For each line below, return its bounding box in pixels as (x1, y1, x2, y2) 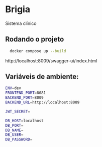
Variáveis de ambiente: (5, 72, 79, 81)
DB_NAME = (5, 128, 24, 133)
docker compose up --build (10, 48, 66, 54)
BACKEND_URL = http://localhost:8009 (5, 100, 80, 105)
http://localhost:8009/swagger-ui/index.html (5, 57, 97, 64)
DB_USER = (5, 132, 24, 137)
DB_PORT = (5, 123, 24, 128)
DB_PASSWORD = (5, 137, 33, 142)
